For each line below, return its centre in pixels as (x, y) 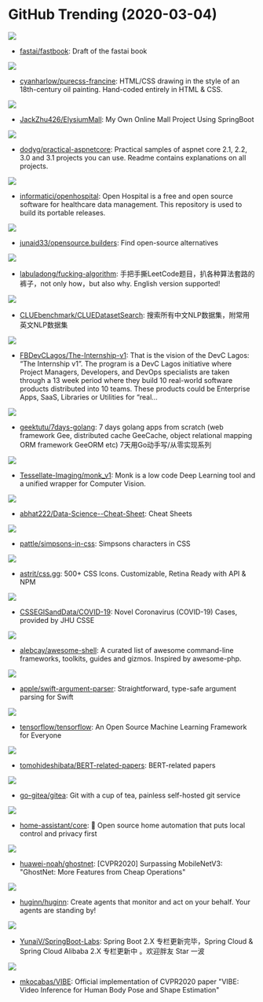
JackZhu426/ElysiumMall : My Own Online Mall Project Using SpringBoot (137, 119)
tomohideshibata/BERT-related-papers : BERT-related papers (117, 765)
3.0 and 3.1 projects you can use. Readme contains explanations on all (133, 157)
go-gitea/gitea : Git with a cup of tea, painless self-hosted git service (130, 795)
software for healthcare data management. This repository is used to (131, 204)
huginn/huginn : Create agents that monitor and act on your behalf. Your (135, 901)
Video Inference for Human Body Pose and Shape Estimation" (119, 989)
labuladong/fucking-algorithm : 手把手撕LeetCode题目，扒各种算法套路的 (137, 274)
